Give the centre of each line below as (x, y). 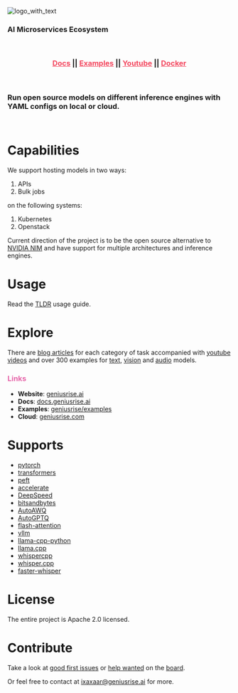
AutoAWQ (32, 510)
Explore (31, 333)
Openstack (34, 226)
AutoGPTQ (33, 518)
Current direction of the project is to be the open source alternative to (109, 240)
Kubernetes (34, 219)
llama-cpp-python (44, 540)
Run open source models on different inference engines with (114, 97)
